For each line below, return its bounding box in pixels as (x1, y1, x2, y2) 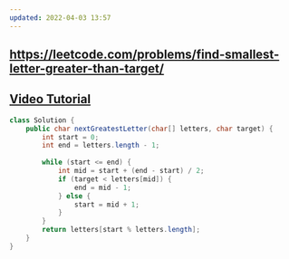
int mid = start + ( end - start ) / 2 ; (57, 167, 205, 176)
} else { (57, 191, 92, 200)
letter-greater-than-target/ (9, 61, 165, 77)
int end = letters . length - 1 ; (42, 141, 160, 150)
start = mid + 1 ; (73, 200, 140, 209)
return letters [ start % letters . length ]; (42, 225, 201, 235)
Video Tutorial (9, 91, 92, 107)
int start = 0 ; (42, 132, 100, 141)
